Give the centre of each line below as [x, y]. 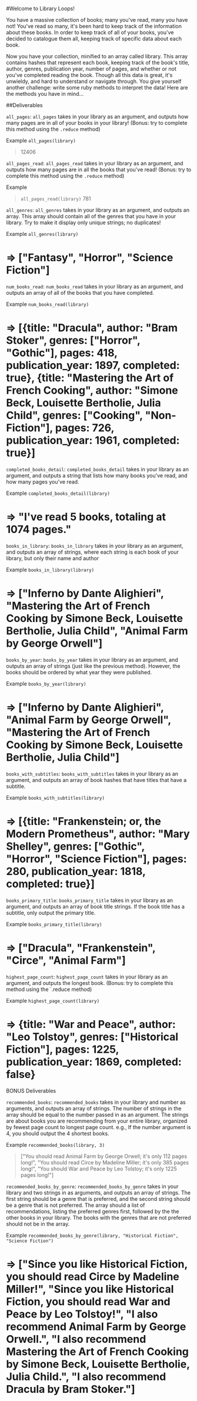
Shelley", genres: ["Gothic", [76, 846]
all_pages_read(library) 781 [56, 199]
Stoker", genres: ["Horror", [73, 340]
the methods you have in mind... [45, 94]
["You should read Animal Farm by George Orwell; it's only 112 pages [103, 1156]
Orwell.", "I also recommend [76, 1339]
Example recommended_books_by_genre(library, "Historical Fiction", [92, 1235]
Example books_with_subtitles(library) [55, 797]
